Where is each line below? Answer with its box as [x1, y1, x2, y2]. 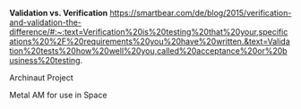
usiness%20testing [9, 55, 81, 65]
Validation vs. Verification [9, 8, 108, 18]
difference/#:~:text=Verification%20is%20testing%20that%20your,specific [9, 27, 288, 37]
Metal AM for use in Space [9, 89, 107, 100]
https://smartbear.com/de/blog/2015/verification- [109, 8, 292, 18]
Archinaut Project [9, 72, 73, 83]
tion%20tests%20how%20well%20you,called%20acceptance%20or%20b [9, 46, 288, 56]
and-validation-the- [9, 17, 82, 28]
